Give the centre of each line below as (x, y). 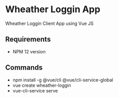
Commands (24, 68)
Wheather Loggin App (53, 9)
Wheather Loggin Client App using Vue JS (50, 23)
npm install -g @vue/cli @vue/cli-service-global (63, 80)
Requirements (28, 39)
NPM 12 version (29, 51)
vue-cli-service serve (35, 90)
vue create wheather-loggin (42, 85)
